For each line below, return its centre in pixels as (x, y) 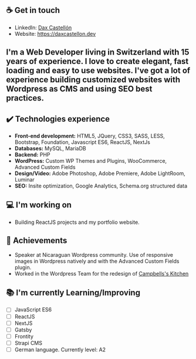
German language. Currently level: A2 (60, 350)
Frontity (24, 336)
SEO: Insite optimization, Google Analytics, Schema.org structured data (101, 186)
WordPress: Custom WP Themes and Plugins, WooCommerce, (91, 161)
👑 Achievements (37, 241)
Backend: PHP (33, 155)
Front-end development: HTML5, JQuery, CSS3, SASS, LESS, (90, 136)
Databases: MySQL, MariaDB (50, 149)
